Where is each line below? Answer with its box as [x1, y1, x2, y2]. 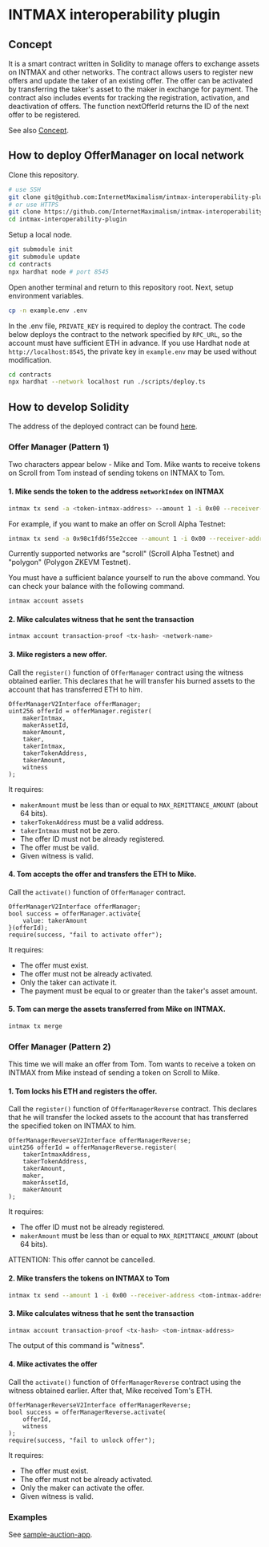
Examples [8, 1511, 48, 1522]
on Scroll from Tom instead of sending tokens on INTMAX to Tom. [8, 468, 226, 478]
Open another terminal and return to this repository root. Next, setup [8, 282, 234, 292]
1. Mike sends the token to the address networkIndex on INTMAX [8, 487, 224, 497]
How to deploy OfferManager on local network [8, 148, 244, 162]
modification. [8, 355, 52, 364]
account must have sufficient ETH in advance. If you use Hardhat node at [8, 338, 250, 347]
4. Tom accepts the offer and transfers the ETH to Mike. [8, 869, 197, 879]
